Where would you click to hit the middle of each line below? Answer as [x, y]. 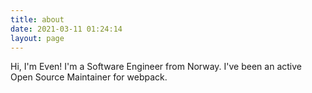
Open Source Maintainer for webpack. [89, 77]
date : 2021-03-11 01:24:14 [66, 29]
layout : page [37, 38]
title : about [37, 19]
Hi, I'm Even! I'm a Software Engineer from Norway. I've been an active [156, 67]
